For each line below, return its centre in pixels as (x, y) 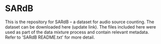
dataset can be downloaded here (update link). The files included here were (80, 27)
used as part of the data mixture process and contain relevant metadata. (77, 32)
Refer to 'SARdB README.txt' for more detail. (50, 37)
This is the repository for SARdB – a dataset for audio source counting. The (80, 22)
